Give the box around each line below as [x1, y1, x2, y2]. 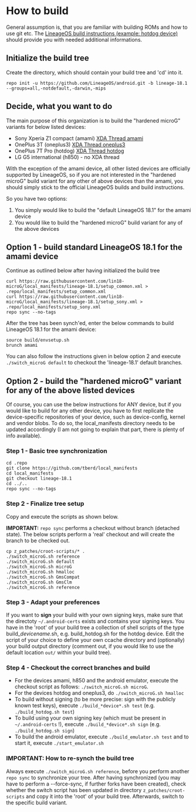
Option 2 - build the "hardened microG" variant [6, 376, 182, 386]
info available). [6, 432, 42, 439]
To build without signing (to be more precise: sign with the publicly [14, 696, 176, 703]
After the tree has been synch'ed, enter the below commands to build [6, 320, 174, 327]
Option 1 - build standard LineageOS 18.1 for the [6, 242, 183, 252]
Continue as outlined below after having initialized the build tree [6, 267, 160, 274]
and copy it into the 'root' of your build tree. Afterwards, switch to [26, 793, 184, 800]
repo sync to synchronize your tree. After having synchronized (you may [6, 774, 181, 781]
